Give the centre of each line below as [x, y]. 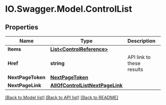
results [135, 69]
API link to [139, 57]
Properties [22, 27]
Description [142, 41]
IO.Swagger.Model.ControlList [69, 9]
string [58, 63]
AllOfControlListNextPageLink [86, 85]
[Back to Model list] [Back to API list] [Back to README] [62, 97]
